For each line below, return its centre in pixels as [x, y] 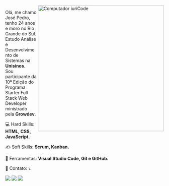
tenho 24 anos [20, 23]
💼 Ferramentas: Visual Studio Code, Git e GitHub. [57, 159]
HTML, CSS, [18, 131]
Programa [16, 87]
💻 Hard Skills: [20, 124]
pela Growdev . [21, 114]
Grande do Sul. [21, 34]
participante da [21, 77]
